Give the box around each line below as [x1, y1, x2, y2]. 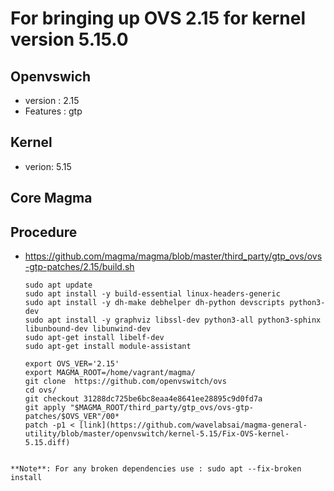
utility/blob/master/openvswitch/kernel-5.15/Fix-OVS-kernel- [24, 429, 290, 439]
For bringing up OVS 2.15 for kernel [10, 7, 307, 30]
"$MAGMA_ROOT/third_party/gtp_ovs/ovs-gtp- [69, 403, 254, 413]
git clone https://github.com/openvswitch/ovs [24, 377, 227, 387]
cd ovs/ [24, 385, 57, 396]
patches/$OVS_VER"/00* [24, 412, 120, 422]
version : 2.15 [24, 95, 80, 106]
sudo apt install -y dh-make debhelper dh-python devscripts [24, 298, 286, 308]
